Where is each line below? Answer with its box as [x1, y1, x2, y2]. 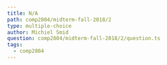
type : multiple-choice [7, 22, 72, 29]
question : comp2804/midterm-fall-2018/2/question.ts [7, 35, 161, 42]
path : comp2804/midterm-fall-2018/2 [7, 16, 112, 23]
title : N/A [7, 9, 38, 17]
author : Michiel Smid [7, 28, 69, 36]
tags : [7, 41, 23, 48]
